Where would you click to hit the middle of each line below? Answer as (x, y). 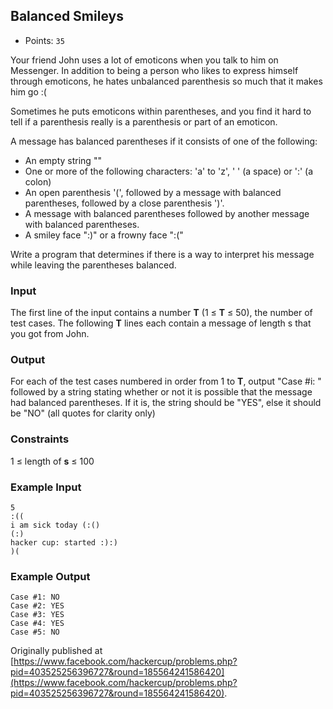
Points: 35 (44, 40)
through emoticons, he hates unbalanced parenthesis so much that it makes (166, 81)
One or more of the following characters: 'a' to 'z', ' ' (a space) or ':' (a (169, 171)
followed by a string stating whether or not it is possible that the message (161, 392)
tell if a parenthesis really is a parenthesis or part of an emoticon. (144, 121)
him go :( (28, 91)
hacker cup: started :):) (64, 543)
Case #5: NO (35, 632)
